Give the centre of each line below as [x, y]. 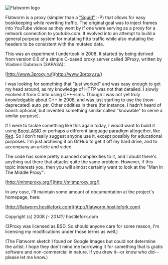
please [12, 257]
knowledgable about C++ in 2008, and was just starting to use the [73, 100]
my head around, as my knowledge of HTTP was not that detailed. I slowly [82, 89]
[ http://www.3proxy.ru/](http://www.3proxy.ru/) [54, 74]
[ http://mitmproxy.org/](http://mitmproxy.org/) [53, 182]
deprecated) [18, 105]
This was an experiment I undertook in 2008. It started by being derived [79, 54]
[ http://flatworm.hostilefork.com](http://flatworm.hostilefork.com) [73, 207]
